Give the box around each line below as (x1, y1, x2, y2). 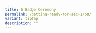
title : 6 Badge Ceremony (5, 7, 56, 12)
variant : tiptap (5, 16, 38, 21)
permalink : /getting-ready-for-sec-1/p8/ (5, 12, 92, 16)
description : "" (5, 20, 38, 26)
